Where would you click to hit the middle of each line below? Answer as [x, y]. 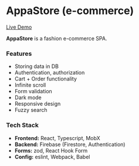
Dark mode [28, 97]
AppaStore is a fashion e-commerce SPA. [57, 38]
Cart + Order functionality [46, 79]
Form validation [33, 92]
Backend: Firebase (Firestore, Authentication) [70, 144]
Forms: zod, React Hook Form [51, 150]
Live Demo [19, 27]
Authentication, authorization [50, 73]
